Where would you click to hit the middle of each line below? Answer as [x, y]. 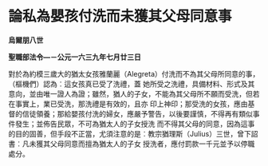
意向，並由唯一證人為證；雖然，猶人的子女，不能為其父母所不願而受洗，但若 [134, 93]
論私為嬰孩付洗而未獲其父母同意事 [120, 16]
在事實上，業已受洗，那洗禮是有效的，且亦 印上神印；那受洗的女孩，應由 [128, 104]
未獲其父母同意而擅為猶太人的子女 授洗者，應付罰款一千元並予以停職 [142, 144]
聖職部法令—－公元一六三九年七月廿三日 [75, 57]
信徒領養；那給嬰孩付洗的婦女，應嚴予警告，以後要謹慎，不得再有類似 [137, 113]
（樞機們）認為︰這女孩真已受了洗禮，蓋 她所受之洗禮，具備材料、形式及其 [132, 84]
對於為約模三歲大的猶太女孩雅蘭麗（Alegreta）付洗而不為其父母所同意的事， [134, 73]
